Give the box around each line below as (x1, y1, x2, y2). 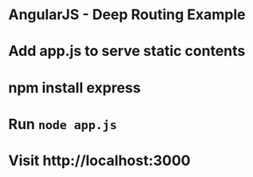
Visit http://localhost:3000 (8, 151, 191, 169)
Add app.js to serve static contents (8, 42, 246, 61)
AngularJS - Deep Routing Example (8, 6, 246, 24)
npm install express (8, 78, 141, 96)
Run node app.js (8, 115, 117, 133)
